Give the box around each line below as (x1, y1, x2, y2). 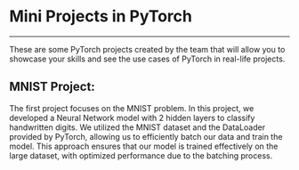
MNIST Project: (9, 79, 95, 94)
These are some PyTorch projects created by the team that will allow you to (9, 44, 286, 54)
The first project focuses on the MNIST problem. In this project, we (9, 102, 255, 113)
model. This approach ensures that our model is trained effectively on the (9, 141, 279, 151)
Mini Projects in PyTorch (9, 6, 193, 27)
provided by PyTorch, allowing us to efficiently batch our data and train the (9, 131, 283, 142)
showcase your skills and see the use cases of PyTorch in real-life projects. (9, 53, 286, 64)
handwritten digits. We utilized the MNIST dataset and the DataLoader (9, 122, 265, 133)
